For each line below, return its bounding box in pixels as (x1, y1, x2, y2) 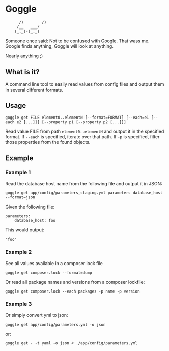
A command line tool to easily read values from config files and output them (5, 81, 164, 87)
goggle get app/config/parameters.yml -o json (5, 321, 106, 327)
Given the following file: (5, 204, 55, 210)
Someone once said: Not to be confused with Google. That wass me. (5, 38, 150, 44)
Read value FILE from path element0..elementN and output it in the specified (5, 128, 164, 134)
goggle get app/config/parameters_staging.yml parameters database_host (5, 190, 163, 196)
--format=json (5, 195, 36, 200)
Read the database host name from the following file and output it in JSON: (5, 181, 163, 187)
